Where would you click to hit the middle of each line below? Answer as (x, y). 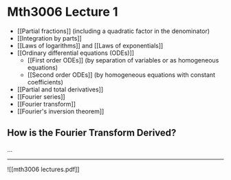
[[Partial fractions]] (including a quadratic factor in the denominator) (113, 31)
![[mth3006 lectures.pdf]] (43, 169)
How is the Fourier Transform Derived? (92, 133)
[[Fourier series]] (41, 96)
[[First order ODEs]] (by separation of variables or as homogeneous (123, 60)
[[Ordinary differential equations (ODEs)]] (76, 53)
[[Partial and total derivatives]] (60, 89)
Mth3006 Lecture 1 (63, 12)
